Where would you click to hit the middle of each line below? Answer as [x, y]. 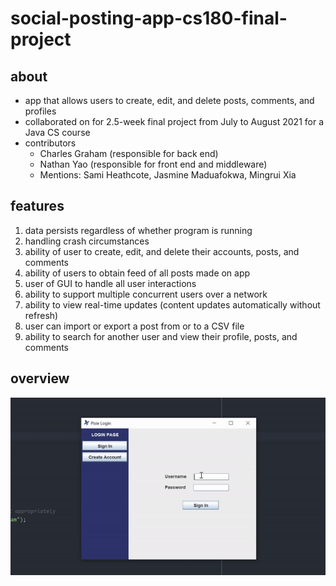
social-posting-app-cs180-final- [149, 18]
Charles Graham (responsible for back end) [129, 153]
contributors [50, 143]
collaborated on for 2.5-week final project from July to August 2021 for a [174, 121]
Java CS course [57, 132]
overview [40, 378]
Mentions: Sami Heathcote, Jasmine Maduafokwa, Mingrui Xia [168, 175]
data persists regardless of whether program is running [138, 230]
